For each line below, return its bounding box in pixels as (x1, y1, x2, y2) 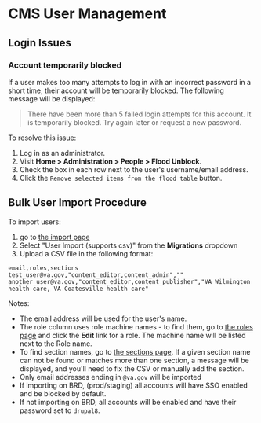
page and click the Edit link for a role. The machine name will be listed (19, 330, 246, 340)
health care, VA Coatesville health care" (8, 285, 149, 292)
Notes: (8, 298, 30, 307)
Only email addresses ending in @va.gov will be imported (19, 372, 201, 381)
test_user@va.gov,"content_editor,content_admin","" (8, 270, 184, 279)
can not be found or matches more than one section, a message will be (19, 355, 249, 365)
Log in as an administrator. (19, 148, 106, 157)
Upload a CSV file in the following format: (19, 248, 154, 258)
